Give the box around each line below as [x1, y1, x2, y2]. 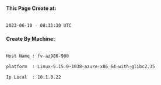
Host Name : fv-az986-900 [6, 53, 69, 59]
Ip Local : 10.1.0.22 [6, 75, 61, 80]
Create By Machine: [6, 35, 55, 42]
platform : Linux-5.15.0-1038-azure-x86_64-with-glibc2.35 [6, 64, 156, 70]
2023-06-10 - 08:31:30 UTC [6, 23, 72, 29]
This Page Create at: [6, 5, 57, 12]
